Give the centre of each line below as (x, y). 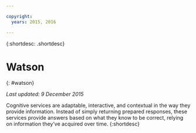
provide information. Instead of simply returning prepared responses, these (97, 112)
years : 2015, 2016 (34, 22)
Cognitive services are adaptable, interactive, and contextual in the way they (98, 106)
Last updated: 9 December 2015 (45, 94)
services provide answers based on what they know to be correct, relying (95, 118)
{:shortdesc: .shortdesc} (36, 44)
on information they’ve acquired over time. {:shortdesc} (73, 124)
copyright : (19, 16)
